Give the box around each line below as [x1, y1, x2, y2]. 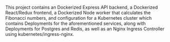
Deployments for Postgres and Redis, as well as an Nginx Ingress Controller [5, 26, 165, 32]
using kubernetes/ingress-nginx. [5, 31, 74, 37]
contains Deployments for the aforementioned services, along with [5, 20, 146, 26]
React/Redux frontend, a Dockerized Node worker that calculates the [5, 10, 151, 16]
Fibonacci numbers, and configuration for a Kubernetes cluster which [5, 15, 152, 21]
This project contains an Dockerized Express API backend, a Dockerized [5, 5, 158, 10]
